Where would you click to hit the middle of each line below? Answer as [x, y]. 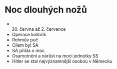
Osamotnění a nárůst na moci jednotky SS [55, 56]
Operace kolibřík [29, 34]
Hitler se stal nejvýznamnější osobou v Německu [62, 61]
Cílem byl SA [25, 45]
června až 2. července [42, 29]
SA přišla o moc [28, 50]
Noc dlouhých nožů [46, 10]
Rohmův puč [25, 40]
